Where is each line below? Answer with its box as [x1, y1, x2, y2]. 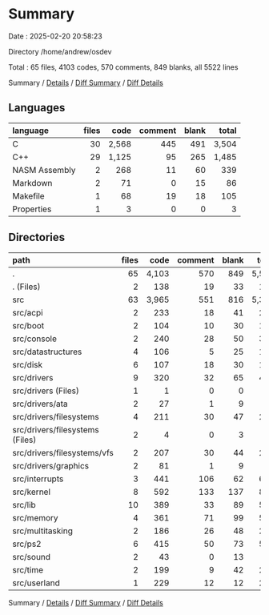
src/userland [12, 577, 60, 589]
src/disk [12, 359, 43, 370]
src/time [12, 564, 44, 575]
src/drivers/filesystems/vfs [12, 447, 114, 458]
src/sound [12, 551, 50, 562]
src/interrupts [12, 473, 64, 484]
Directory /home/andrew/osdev [8, 46, 112, 56]
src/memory [12, 512, 58, 523]
